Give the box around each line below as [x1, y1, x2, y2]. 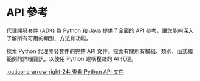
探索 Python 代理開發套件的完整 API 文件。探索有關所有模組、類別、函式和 [6, 47, 193, 55]
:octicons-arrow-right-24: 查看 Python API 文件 [6, 68, 125, 75]
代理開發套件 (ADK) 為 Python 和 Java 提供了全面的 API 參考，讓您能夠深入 [6, 27, 195, 34]
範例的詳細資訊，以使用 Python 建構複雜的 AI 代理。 [6, 55, 137, 62]
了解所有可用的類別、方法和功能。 [6, 34, 92, 41]
